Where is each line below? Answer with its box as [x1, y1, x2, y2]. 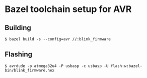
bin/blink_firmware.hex [5, 67, 55, 73]
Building [5, 23, 31, 32]
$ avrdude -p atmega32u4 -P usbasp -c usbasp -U [5, 63, 109, 68]
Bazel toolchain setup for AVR [5, 3, 132, 15]
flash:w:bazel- [110, 63, 142, 68]
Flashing [5, 50, 33, 58]
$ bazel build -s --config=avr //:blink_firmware [5, 36, 111, 41]
